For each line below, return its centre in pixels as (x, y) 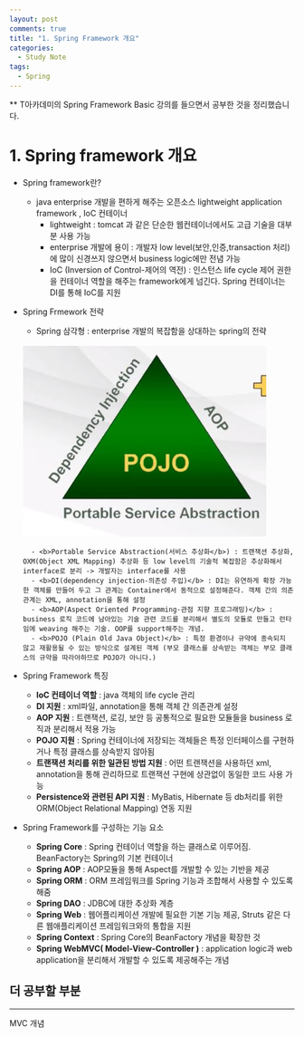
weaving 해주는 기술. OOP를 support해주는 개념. (122, 629)
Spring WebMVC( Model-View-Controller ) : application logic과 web (164, 948)
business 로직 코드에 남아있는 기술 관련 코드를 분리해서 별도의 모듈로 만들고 (149, 619)
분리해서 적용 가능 (85, 728)
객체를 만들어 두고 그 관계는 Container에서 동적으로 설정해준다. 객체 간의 (155, 590)
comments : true (38, 29)
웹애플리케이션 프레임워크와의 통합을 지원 (119, 926)
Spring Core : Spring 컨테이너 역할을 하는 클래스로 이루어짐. (143, 846)
